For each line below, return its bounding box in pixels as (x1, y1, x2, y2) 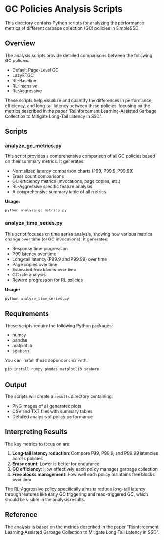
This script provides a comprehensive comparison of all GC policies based (5, 153, 155, 159)
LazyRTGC (12, 72, 34, 78)
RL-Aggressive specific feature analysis (12, 183, 92, 190)
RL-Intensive (12, 83, 38, 89)
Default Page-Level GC (12, 67, 59, 73)
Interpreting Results (5, 428, 68, 436)
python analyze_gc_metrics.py (5, 208, 67, 213)
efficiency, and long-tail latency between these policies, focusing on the (5, 102, 150, 109)
